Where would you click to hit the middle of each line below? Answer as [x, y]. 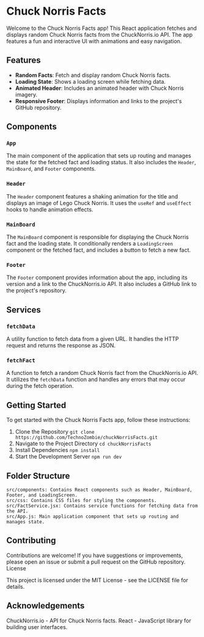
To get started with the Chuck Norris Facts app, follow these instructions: [98, 420]
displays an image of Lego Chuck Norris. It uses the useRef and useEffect [99, 203]
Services [24, 310]
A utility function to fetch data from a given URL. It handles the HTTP [93, 339]
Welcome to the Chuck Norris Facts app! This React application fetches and [102, 28]
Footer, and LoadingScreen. [42, 495]
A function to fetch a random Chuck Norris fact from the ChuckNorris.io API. [102, 373]
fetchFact [21, 360]
